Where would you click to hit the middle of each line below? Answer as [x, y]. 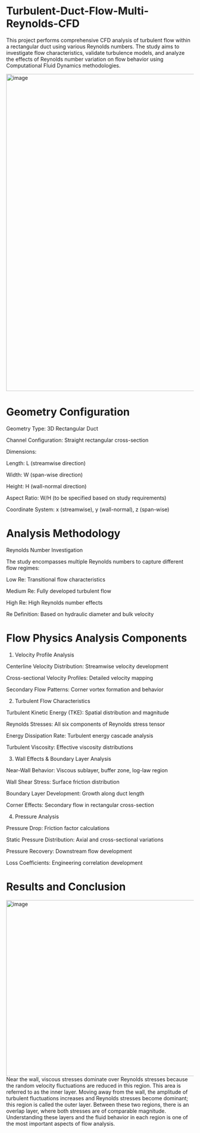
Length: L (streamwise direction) [46, 463]
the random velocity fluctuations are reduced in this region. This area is [94, 1085]
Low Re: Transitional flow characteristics [56, 579]
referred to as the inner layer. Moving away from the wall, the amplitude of [97, 1092]
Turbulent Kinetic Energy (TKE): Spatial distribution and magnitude [88, 712]
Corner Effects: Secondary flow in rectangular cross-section [80, 805]
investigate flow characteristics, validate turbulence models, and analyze [96, 52]
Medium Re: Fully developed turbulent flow [59, 591]
